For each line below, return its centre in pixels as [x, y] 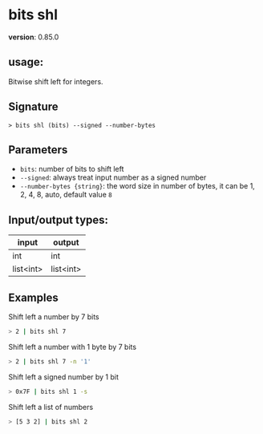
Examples [33, 297]
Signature [33, 107]
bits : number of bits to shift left [72, 169]
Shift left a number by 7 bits [54, 317]
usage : [26, 62]
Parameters [38, 150]
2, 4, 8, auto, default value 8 [66, 195]
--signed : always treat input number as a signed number [113, 177]
